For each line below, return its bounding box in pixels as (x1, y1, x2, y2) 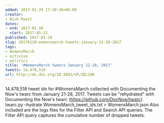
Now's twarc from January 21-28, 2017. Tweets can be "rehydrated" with (5, 91, 155, 97)
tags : (5, 44, 16, 49)
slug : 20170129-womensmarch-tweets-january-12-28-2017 (5, 40, 122, 45)
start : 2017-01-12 (9, 30, 48, 35)
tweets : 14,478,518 (5, 68, 46, 73)
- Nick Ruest (5, 16, 32, 21)
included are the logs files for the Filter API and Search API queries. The (5, 107, 153, 113)
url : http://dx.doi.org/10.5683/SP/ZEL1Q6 (5, 72, 95, 77)
